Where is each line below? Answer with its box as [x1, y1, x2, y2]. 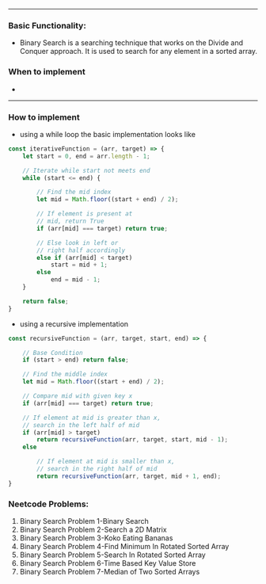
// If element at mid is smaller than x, [36, 457, 176, 466]
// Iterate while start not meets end [22, 166, 150, 174]
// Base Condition [22, 349, 83, 357]
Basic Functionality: [8, 20, 87, 31]
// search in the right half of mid [36, 465, 158, 473]
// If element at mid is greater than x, [22, 414, 161, 422]
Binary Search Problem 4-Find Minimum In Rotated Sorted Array [19, 541, 230, 551]
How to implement [8, 112, 81, 123]
